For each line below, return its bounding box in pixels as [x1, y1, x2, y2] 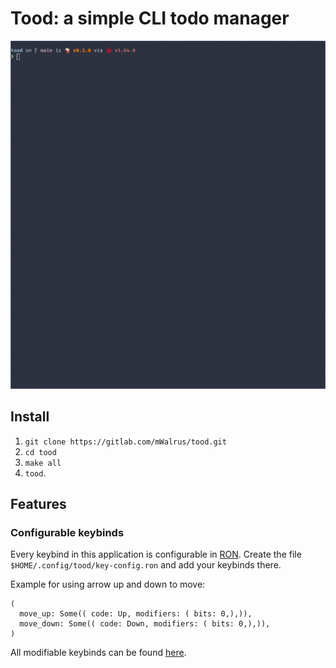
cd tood [24, 447, 57, 457]
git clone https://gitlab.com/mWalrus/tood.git [24, 437, 227, 447]
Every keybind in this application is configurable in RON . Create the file [10, 548, 302, 561]
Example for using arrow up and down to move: [10, 578, 206, 591]
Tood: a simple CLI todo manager [10, 7, 290, 30]
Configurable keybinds [10, 525, 125, 539]
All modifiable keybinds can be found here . [10, 647, 187, 659]
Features [10, 496, 67, 513]
